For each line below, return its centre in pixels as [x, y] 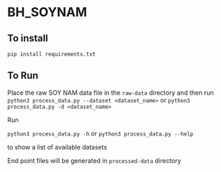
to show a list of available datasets [57, 147]
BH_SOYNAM [47, 12]
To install [28, 38]
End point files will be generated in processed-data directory [94, 160]
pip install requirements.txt [52, 54]
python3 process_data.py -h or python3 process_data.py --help [100, 133]
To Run [23, 75]
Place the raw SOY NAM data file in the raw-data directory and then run [110, 93]
